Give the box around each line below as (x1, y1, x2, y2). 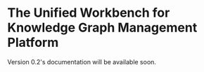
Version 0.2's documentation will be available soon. (7, 57, 157, 66)
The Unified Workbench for (7, 5, 170, 21)
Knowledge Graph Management (7, 20, 198, 36)
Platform (7, 35, 59, 50)
